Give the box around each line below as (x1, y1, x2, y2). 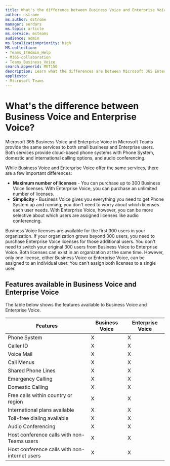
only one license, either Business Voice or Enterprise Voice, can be (5, 255, 145, 261)
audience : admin (5, 36, 39, 41)
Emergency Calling (8, 375, 53, 382)
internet (8, 452, 27, 459)
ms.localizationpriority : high (5, 41, 71, 46)
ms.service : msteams (5, 31, 49, 36)
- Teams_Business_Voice (5, 59, 56, 65)
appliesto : (5, 74, 28, 79)
